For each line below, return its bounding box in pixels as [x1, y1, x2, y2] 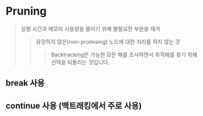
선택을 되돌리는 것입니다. [50, 58, 110, 66]
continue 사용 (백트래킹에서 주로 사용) [5, 100, 142, 111]
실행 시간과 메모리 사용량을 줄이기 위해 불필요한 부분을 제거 [20, 25, 160, 32]
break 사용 [5, 78, 45, 89]
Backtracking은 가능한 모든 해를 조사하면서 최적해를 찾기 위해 [50, 50, 198, 58]
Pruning [5, 4, 47, 18]
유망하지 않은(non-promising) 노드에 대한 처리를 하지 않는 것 [35, 38, 181, 45]
